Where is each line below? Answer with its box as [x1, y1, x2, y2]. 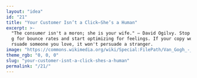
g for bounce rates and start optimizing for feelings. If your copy [11, 36, 185, 42]
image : [6, 47, 22, 53]
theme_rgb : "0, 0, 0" [6, 52, 59, 58]
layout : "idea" [6, 8, 43, 15]
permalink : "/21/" [6, 63, 51, 69]
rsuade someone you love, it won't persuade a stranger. [11, 42, 154, 48]
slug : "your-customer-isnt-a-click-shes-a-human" [6, 57, 130, 63]
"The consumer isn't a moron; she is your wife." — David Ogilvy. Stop [11, 30, 191, 36]
